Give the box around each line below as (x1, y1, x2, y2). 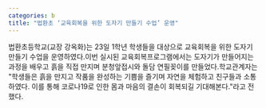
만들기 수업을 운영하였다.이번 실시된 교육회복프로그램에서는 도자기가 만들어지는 (8, 52, 254, 61)
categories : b (8, 11, 56, 20)
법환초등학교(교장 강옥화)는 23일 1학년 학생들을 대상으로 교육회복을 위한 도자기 (8, 41, 253, 52)
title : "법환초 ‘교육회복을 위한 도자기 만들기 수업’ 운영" (8, 19, 179, 27)
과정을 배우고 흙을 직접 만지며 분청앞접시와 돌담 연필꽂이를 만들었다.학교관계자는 (8, 61, 258, 71)
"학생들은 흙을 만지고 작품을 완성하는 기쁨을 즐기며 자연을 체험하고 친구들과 (8, 71, 242, 81)
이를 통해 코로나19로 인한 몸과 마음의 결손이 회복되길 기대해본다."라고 (31, 81, 246, 91)
